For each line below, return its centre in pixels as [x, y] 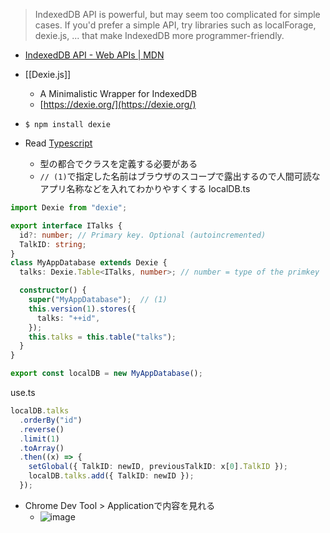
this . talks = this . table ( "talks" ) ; [102, 337]
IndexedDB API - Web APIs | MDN [94, 55]
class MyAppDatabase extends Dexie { [89, 263]
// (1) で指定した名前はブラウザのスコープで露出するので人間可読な [180, 176]
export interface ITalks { [66, 225]
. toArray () [42, 448]
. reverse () [42, 429]
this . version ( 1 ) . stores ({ [82, 309]
